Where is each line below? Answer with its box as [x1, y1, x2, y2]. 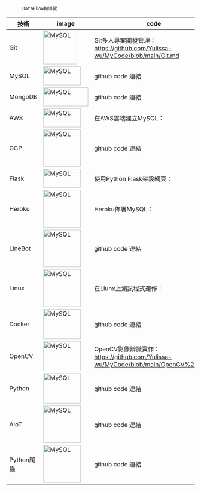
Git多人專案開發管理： [93, 37, 156, 44]
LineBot [9, 244, 31, 253]
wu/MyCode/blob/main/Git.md [93, 51, 179, 60]
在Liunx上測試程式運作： [93, 284, 163, 292]
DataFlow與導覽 [22, 5, 57, 11]
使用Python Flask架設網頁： [93, 175, 172, 183]
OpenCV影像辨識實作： [93, 345, 160, 353]
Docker [9, 320, 30, 328]
